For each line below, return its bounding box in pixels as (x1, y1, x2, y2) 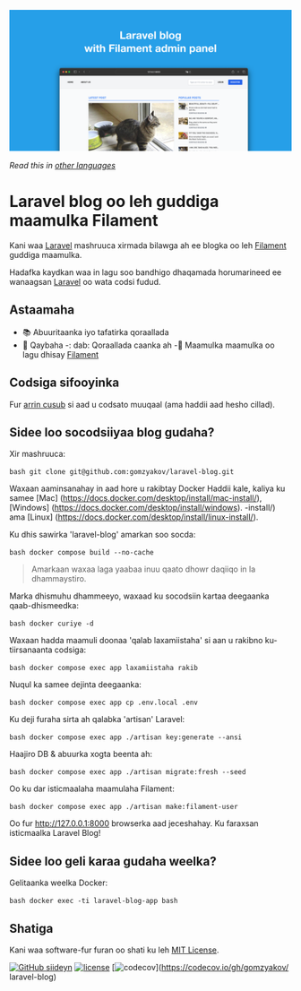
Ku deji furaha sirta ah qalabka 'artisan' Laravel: (9, 714, 185, 725)
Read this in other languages (9, 160, 116, 170)
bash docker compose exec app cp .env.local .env (9, 698, 199, 708)
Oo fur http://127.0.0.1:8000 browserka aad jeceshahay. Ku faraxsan (9, 818, 259, 829)
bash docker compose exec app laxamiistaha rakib (9, 664, 199, 673)
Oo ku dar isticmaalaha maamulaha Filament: (9, 783, 175, 794)
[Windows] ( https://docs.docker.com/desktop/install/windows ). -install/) (9, 503, 276, 513)
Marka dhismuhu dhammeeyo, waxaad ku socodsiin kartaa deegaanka (9, 590, 270, 601)
